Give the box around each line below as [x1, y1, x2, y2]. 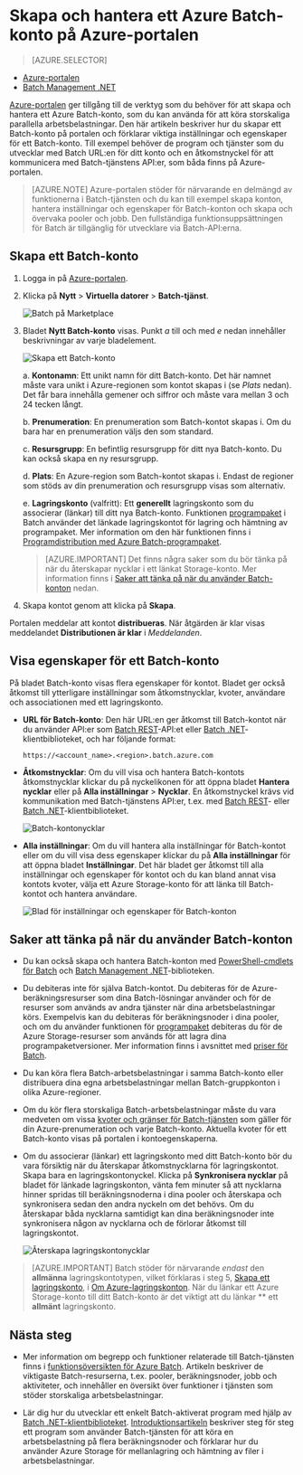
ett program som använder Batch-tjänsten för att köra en [22, 1426, 233, 1438]
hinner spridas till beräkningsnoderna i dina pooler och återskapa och [22, 1189, 282, 1200]
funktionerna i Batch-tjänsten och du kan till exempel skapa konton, [31, 194, 283, 204]
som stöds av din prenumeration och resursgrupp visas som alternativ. [22, 480, 287, 491]
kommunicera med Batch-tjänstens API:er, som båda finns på [9, 156, 238, 167]
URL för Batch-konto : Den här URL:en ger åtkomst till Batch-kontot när [22, 714, 287, 724]
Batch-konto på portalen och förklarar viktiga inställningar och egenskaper [9, 128, 288, 138]
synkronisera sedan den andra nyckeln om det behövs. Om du [22, 1199, 255, 1210]
